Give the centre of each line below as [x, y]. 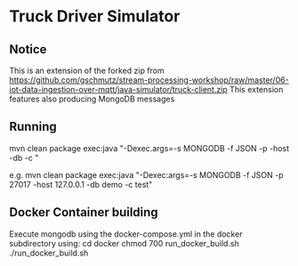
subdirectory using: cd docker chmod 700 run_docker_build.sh [125, 243]
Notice [28, 49]
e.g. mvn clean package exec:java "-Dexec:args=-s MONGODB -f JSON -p [146, 174]
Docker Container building [84, 212]
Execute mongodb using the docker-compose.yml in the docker [126, 234]
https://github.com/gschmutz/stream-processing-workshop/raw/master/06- [149, 80]
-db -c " [24, 157]
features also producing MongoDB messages [92, 99]
